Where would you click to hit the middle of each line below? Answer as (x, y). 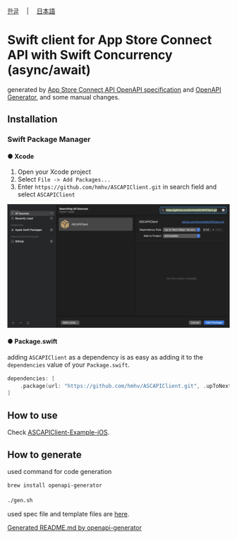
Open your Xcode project (54, 172)
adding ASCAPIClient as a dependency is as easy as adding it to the (105, 357)
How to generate (45, 455)
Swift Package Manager (49, 139)
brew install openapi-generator (55, 485)
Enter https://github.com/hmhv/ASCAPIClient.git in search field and (117, 187)
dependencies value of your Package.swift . (69, 365)
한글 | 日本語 (31, 11)
